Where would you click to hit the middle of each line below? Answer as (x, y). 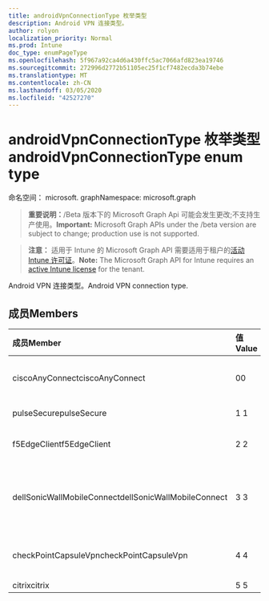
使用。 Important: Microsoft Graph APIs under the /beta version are (146, 224)
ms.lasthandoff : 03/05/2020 (55, 90)
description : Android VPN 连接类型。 (68, 23)
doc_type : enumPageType (48, 53)
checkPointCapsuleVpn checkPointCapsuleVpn (100, 555)
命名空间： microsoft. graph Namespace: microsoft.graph (102, 198)
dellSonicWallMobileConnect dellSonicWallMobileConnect (120, 497)
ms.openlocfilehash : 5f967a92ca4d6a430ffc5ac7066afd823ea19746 (116, 61)
